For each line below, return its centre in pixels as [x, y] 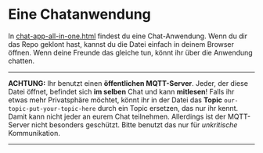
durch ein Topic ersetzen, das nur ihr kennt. [168, 108]
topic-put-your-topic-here [52, 109]
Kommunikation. [34, 133]
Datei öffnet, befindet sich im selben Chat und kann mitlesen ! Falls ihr [121, 91]
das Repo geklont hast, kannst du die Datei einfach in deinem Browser [121, 44]
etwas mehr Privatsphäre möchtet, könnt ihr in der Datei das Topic [115, 100]
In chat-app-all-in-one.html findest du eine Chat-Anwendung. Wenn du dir [128, 36]
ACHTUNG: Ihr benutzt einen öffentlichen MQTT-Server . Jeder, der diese [128, 83]
